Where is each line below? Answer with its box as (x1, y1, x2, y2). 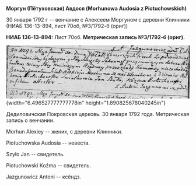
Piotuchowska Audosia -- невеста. (6, 139, 90, 146)
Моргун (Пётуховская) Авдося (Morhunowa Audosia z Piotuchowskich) (6, 5, 187, 12)
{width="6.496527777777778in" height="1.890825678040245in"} (6, 99, 166, 107)
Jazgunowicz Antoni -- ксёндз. (6, 173, 82, 180)
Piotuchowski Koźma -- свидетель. (6, 162, 92, 169)
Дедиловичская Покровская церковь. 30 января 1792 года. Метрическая (6, 111, 190, 118)
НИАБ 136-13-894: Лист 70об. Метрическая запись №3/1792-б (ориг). (6, 34, 185, 40)
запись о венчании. (6, 117, 55, 124)
